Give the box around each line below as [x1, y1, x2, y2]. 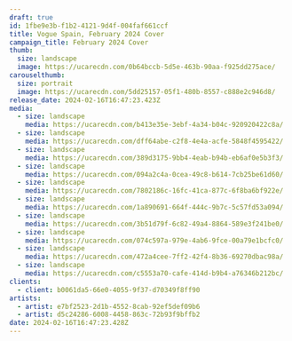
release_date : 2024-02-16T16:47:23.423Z [9, 95, 162, 105]
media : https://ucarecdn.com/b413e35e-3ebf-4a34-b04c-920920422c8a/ [25, 121, 284, 130]
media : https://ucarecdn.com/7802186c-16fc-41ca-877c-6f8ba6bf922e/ [25, 186, 284, 195]
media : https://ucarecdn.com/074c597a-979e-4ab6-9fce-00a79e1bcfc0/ [25, 236, 284, 245]
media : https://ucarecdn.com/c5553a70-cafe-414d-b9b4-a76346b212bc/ [25, 269, 284, 278]
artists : [9, 294, 42, 303]
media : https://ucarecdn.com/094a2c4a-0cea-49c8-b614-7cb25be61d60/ [25, 170, 284, 178]
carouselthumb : [9, 71, 66, 80]
